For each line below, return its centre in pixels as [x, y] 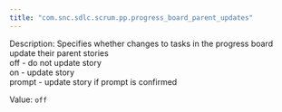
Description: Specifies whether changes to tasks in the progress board [141, 43]
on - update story [42, 72]
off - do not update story [56, 62]
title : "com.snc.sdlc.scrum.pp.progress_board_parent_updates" [131, 18]
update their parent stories [59, 53]
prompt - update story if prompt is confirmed [93, 81]
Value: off [29, 99]
